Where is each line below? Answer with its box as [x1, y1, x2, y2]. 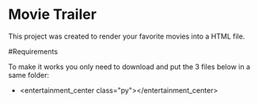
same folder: [8, 70, 50, 79]
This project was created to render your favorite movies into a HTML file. [8, 31, 245, 41]
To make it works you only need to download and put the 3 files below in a [8, 61, 251, 72]
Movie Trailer [8, 6, 97, 24]
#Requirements [8, 46, 58, 56]
